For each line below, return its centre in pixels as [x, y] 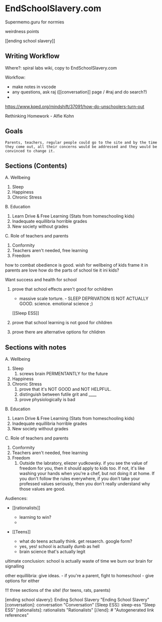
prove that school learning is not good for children [62, 323]
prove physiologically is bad [47, 400]
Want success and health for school [41, 280]
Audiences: [16, 498]
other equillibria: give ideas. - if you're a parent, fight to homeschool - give [80, 576]
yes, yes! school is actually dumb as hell [59, 547]
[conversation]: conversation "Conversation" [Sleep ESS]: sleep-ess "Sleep [80, 605]
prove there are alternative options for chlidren [59, 332]
